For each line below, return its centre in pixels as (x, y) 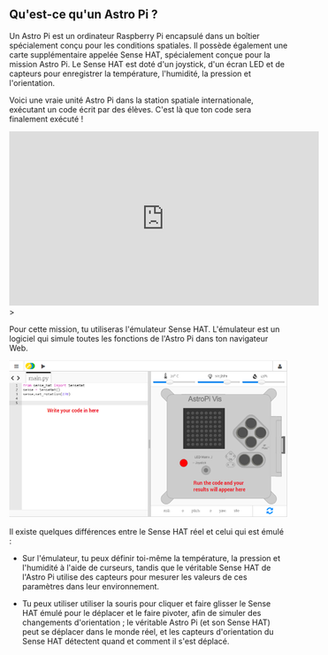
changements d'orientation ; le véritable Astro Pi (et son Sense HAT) (146, 622)
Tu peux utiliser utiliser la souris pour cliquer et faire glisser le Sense (146, 604)
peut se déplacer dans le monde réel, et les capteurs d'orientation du (148, 632)
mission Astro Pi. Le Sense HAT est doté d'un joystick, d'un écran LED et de (147, 64)
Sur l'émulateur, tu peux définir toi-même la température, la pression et (151, 559)
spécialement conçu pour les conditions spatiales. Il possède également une (149, 45)
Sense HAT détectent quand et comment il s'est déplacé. (126, 642)
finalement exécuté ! (46, 119)
